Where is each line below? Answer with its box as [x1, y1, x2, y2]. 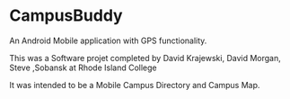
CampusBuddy [9, 5, 123, 26]
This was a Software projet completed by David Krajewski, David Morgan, [9, 52, 281, 63]
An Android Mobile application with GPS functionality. [9, 35, 207, 46]
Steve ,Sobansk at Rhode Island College [9, 62, 157, 73]
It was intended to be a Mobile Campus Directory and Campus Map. [9, 79, 260, 90]
